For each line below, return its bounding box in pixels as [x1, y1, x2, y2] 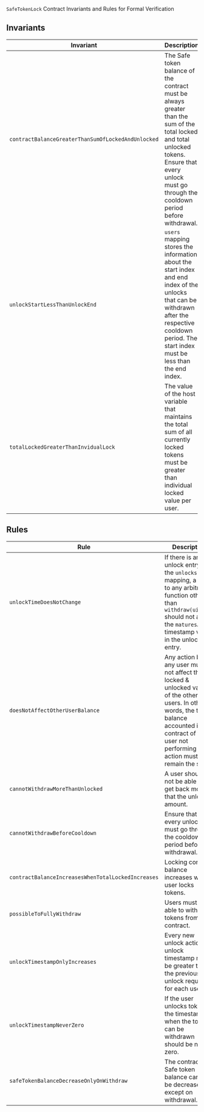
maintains [164, 412, 192, 421]
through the [164, 188, 198, 197]
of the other [164, 691, 199, 699]
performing [164, 744, 197, 752]
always [164, 97, 185, 105]
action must [164, 752, 199, 760]
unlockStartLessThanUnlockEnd [9, 301, 97, 308]
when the [164, 1017, 191, 1025]
